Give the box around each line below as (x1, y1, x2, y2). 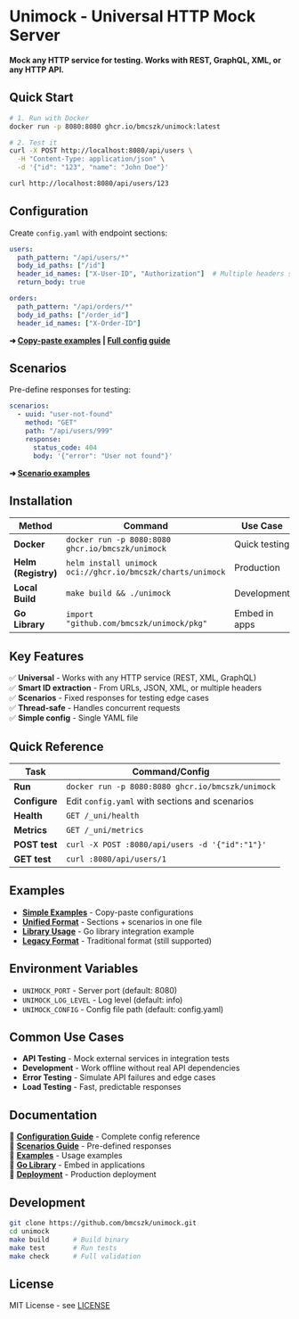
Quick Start (9, 90, 74, 105)
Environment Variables (9, 961, 139, 977)
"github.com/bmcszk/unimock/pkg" (66, 618, 207, 629)
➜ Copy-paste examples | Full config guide (9, 334, 171, 345)
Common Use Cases (9, 1029, 125, 1044)
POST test (13, 838, 58, 851)
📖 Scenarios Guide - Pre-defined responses (9, 1141, 172, 1151)
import (66, 609, 94, 620)
